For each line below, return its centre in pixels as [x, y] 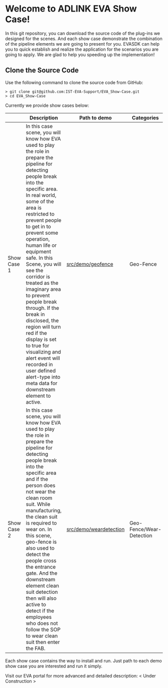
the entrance [41, 567]
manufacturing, [44, 510]
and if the [37, 479]
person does [41, 485]
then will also [41, 598]
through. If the [42, 308]
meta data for [41, 383]
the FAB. [36, 648]
